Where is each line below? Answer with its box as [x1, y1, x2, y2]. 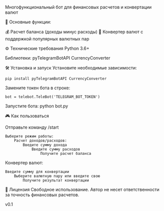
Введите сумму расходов [31, 147, 80, 152]
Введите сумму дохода [23, 142, 67, 147]
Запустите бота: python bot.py [5, 103, 68, 109]
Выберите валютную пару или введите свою [14, 174, 100, 178]
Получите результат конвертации [23, 178, 90, 183]
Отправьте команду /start [5, 124, 59, 130]
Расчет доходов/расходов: [14, 138, 67, 143]
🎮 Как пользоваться [5, 113, 49, 119]
